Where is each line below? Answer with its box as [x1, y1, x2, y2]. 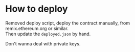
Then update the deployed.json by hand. [5, 31, 91, 37]
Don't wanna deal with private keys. [5, 40, 81, 46]
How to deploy [5, 3, 68, 15]
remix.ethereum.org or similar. [5, 25, 69, 31]
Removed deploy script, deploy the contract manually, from [5, 20, 130, 26]
